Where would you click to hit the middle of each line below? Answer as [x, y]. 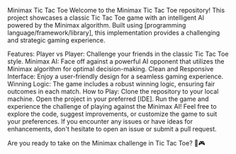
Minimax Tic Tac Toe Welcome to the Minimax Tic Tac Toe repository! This [116, 10]
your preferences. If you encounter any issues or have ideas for [100, 122]
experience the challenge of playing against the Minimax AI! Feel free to [112, 106]
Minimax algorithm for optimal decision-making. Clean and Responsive [111, 69]
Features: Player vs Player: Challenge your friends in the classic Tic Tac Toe [118, 54]
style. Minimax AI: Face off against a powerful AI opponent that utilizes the [116, 61]
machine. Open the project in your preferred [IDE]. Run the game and [108, 99]
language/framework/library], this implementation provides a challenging [114, 32]
